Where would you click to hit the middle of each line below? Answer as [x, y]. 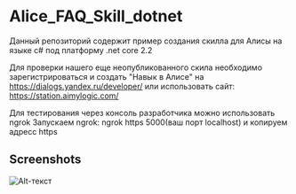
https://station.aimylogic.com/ [64, 96]
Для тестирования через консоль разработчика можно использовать [142, 113]
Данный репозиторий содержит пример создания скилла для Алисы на [146, 41]
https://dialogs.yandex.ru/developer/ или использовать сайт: [122, 86]
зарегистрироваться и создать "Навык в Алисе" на [107, 76]
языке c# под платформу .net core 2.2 [81, 50]
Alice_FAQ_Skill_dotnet [96, 16]
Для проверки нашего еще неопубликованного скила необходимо [136, 67]
